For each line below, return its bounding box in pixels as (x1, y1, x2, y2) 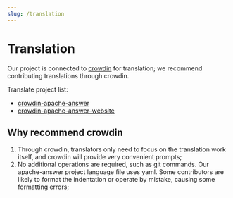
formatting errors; (17, 182, 69, 191)
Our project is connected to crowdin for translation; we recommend (7, 64, 203, 73)
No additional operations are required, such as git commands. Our (17, 160, 210, 169)
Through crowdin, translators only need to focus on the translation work (17, 145, 227, 154)
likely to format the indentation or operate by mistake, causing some (17, 175, 215, 184)
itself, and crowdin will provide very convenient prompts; (17, 153, 182, 161)
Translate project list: (7, 85, 68, 94)
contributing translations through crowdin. (7, 71, 130, 80)
